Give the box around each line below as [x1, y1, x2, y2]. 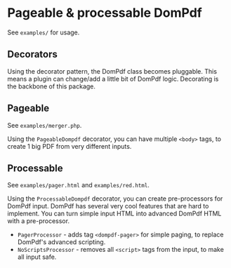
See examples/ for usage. [7, 28, 80, 36]
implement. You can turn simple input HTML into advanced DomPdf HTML [7, 209, 222, 218]
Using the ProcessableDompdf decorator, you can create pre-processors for [7, 194, 223, 203]
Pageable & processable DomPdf [7, 5, 202, 21]
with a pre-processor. [7, 217, 70, 225]
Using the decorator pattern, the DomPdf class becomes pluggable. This [7, 67, 218, 75]
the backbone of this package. [7, 82, 96, 91]
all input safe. [17, 253, 57, 261]
